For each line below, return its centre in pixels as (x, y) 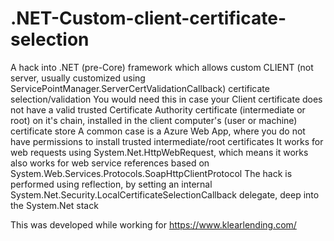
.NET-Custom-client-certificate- (148, 18)
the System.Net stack (54, 205)
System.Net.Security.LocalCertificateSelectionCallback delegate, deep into (165, 194)
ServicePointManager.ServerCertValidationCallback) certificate (140, 88)
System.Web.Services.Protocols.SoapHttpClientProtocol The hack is (151, 173)
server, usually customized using (78, 78)
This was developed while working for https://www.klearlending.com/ (153, 224)
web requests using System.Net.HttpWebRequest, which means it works (159, 152)
